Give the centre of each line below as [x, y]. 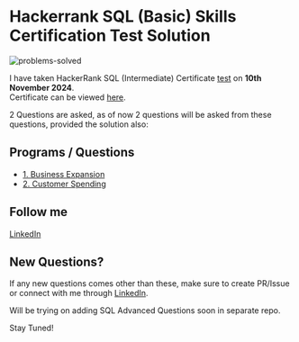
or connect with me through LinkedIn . [79, 293]
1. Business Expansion [63, 174]
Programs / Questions [72, 153]
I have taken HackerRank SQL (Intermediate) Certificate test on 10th [136, 77]
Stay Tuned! [32, 328]
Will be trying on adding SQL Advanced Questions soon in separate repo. [145, 310]
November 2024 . [42, 87]
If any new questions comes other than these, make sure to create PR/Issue [149, 283]
